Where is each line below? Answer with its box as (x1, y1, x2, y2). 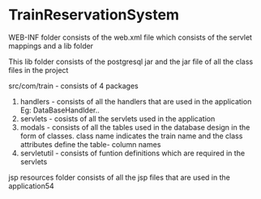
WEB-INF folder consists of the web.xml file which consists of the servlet (8, 32, 253, 42)
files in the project (8, 65, 69, 74)
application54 (8, 180, 54, 191)
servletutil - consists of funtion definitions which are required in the (19, 148, 246, 158)
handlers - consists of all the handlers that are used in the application (19, 96, 252, 106)
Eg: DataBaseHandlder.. (19, 105, 100, 115)
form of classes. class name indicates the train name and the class (19, 131, 243, 141)
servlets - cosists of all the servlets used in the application (19, 113, 216, 123)
